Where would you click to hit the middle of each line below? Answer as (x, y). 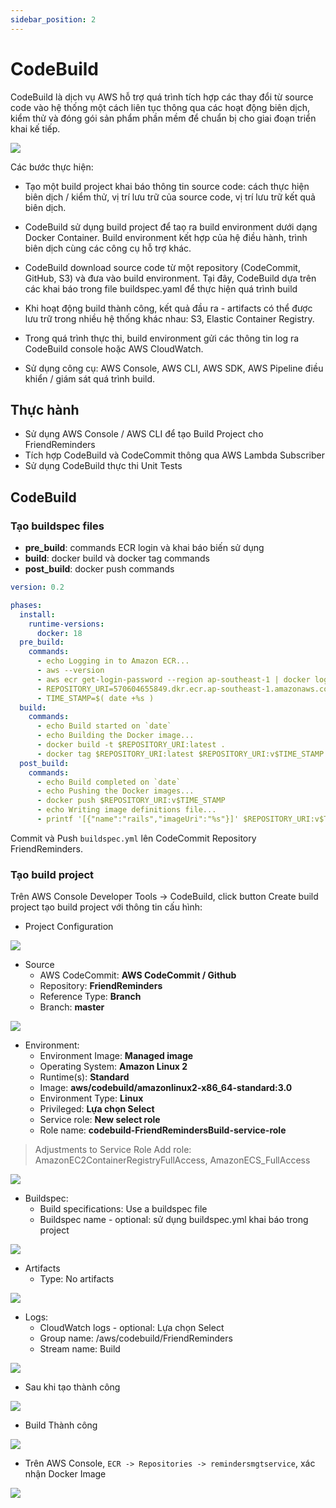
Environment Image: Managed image (116, 1056)
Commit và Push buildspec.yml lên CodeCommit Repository (133, 838)
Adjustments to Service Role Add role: (113, 1150)
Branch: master (72, 1007)
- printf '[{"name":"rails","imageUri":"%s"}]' (138, 819)
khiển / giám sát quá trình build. (90, 378)
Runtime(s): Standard (84, 1077)
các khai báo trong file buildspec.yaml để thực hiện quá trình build (161, 288)
